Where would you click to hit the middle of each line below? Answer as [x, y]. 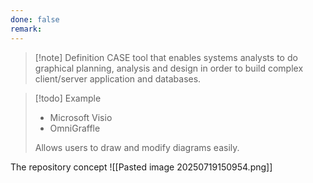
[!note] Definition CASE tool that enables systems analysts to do [166, 57]
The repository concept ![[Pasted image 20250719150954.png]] [141, 167]
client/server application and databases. [118, 78]
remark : [26, 29]
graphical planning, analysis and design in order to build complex [169, 68]
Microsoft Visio [81, 117]
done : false [35, 19]
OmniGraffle [75, 128]
